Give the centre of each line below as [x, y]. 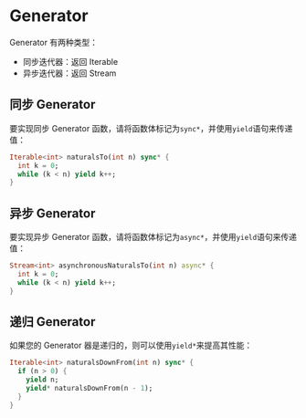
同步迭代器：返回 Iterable [70, 61]
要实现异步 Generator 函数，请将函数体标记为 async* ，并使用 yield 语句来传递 [153, 237]
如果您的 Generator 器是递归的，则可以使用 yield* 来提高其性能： [131, 345]
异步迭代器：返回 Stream [69, 73]
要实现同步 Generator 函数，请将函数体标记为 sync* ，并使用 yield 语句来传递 [151, 128]
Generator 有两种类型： [54, 42]
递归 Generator [53, 322]
